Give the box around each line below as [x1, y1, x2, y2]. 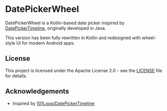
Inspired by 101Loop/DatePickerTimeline [12, 100, 95, 106]
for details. [5, 73, 27, 79]
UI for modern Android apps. [16, 40, 75, 46]
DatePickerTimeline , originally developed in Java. [5, 25, 106, 31]
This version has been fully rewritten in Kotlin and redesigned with [5, 35, 141, 41]
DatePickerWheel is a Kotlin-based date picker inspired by [5, 20, 125, 26]
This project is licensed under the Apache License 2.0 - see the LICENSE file [5, 67, 163, 73]
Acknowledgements [5, 87, 69, 96]
